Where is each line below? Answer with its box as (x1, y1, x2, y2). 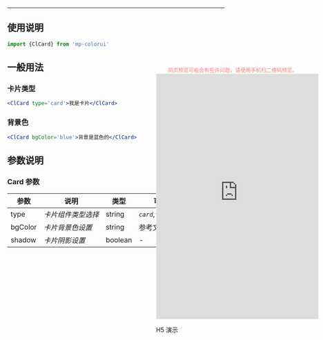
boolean (106, 235, 133, 245)
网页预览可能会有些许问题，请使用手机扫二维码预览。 (168, 67, 298, 74)
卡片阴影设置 (43, 236, 86, 246)
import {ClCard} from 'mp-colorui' (7, 41, 110, 48)
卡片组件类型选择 (43, 210, 99, 219)
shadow (10, 235, 37, 245)
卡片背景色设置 (43, 223, 92, 232)
